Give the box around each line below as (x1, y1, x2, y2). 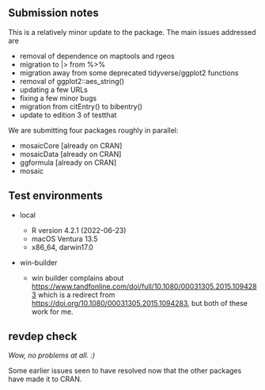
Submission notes (8, 6, 99, 20)
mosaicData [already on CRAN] (19, 149, 122, 159)
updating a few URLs (19, 85, 89, 94)
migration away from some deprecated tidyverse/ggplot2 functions (19, 67, 239, 78)
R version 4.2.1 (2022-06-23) (31, 225, 127, 235)
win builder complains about (31, 273, 124, 282)
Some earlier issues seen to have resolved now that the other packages (8, 366, 242, 376)
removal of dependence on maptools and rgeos (19, 51, 176, 60)
